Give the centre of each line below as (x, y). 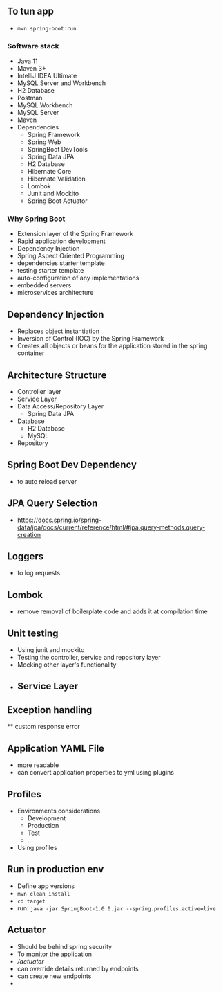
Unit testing (33, 633)
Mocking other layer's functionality (67, 665)
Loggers (26, 557)
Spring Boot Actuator (57, 201)
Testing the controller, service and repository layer (89, 658)
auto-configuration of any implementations (78, 278)
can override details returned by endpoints (78, 968)
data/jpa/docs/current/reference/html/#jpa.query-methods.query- (111, 527)
